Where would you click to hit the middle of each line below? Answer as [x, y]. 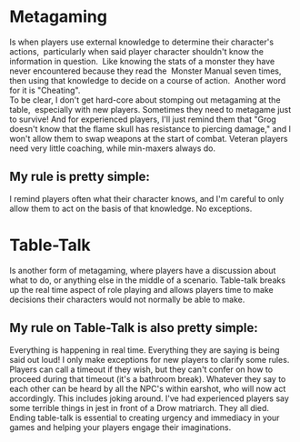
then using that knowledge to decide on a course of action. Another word [148, 80]
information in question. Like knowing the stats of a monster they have [142, 61]
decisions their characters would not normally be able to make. [127, 299]
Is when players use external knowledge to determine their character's [142, 42]
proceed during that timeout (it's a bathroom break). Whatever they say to [148, 378]
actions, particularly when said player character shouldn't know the [136, 51]
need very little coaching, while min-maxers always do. [113, 148]
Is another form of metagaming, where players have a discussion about [143, 270]
